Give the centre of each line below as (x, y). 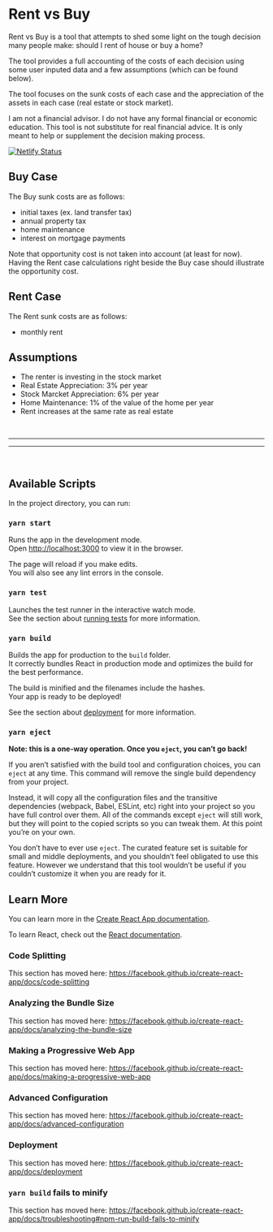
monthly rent (41, 332)
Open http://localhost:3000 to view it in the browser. (96, 548)
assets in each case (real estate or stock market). (91, 102)
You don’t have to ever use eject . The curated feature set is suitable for (128, 848)
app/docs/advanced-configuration (66, 1124)
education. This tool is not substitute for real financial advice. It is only (126, 127)
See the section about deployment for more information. (102, 712)
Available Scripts (52, 484)
